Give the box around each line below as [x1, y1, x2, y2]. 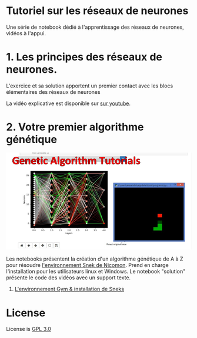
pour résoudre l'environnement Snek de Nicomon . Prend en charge [6, 262, 169, 269]
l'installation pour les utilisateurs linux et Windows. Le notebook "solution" [6, 268, 186, 275]
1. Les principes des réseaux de [6, 50, 163, 64]
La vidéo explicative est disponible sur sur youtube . [6, 100, 131, 107]
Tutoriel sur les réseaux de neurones [6, 4, 189, 18]
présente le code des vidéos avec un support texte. [6, 274, 131, 281]
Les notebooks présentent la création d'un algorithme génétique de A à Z [6, 255, 183, 262]
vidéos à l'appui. [6, 29, 46, 36]
